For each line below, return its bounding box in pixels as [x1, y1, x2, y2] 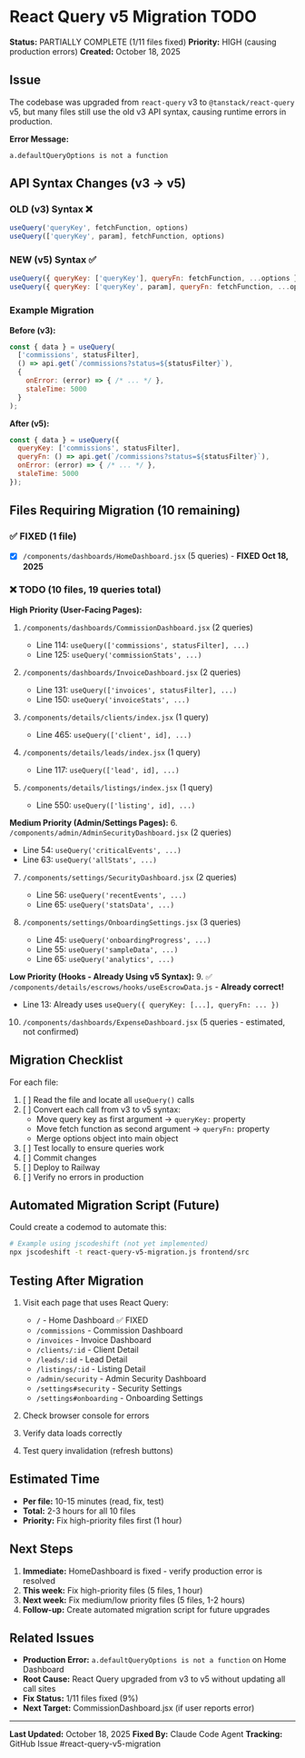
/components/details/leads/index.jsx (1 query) [22, 747, 202, 758]
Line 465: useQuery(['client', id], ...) [35, 729, 192, 740]
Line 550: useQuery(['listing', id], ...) [35, 800, 196, 810]
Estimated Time [9, 1472, 100, 1487]
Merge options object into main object [35, 1133, 179, 1144]
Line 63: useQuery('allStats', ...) [22, 854, 157, 865]
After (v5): [9, 418, 50, 429]
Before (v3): [9, 324, 56, 335]
